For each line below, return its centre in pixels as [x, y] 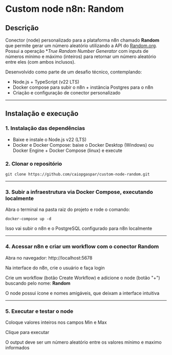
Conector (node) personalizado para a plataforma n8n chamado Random [82, 40]
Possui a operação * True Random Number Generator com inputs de [77, 51]
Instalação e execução [42, 114]
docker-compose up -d [28, 219]
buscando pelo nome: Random [38, 283]
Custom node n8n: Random [65, 9]
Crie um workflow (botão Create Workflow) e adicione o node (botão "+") [83, 278]
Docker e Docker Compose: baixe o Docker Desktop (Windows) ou [83, 145]
